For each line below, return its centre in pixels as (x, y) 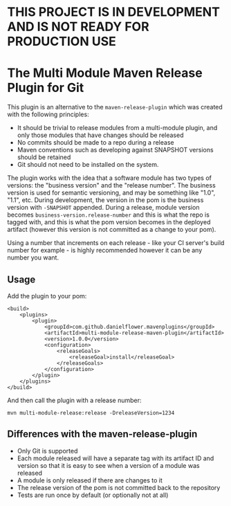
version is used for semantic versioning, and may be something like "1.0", (111, 193)
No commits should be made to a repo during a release (95, 143)
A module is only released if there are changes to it (90, 480)
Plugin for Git (46, 88)
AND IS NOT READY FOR (78, 27)
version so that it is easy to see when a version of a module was (108, 465)
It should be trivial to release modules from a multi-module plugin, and (117, 128)
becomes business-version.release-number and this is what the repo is (108, 215)
